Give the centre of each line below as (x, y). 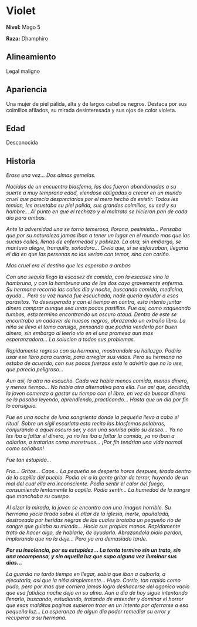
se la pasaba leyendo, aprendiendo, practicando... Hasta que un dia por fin (97, 400)
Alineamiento (31, 57)
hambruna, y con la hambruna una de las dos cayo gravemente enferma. (95, 283)
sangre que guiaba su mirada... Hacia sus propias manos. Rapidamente (93, 527)
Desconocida (22, 143)
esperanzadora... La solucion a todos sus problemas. (71, 340)
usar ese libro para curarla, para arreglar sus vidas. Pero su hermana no (94, 357)
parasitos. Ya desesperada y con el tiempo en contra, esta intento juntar (94, 302)
